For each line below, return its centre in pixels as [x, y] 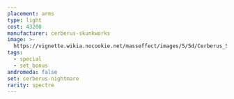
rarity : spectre [31, 85]
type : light [24, 20]
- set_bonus [31, 66]
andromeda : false [32, 72]
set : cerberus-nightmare [43, 78]
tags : [15, 53]
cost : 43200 [24, 26]
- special [28, 59]
